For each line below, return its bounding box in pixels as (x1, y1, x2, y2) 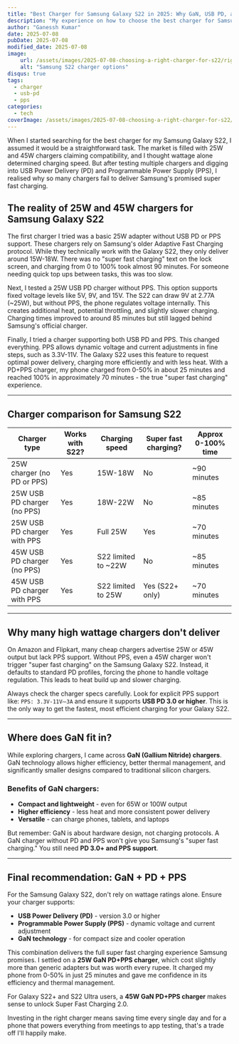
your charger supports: (7, 897, 75, 906)
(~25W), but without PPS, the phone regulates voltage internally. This (7, 299, 211, 307)
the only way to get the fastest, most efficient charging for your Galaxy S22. (7, 705, 230, 713)
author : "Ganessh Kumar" (7, 24, 81, 31)
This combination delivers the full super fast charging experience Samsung (7, 948, 228, 956)
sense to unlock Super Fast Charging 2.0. (7, 999, 129, 1008)
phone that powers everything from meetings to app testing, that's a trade (7, 1020, 224, 1030)
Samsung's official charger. (7, 321, 87, 330)
